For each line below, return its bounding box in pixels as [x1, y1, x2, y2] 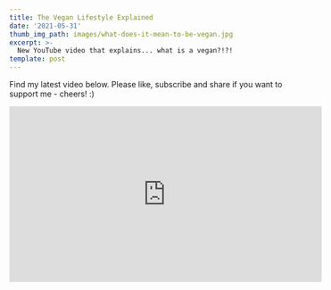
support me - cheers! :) [9, 88, 95, 99]
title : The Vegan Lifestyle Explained [9, 12, 153, 22]
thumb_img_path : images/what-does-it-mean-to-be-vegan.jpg [9, 29, 234, 38]
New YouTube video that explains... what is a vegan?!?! [17, 46, 234, 55]
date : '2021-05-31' [9, 21, 82, 30]
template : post [9, 54, 66, 63]
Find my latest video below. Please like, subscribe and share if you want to [9, 79, 283, 89]
